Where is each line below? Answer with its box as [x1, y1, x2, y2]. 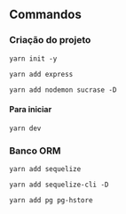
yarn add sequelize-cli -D [9, 180, 109, 190]
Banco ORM [9, 144, 61, 157]
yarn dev [9, 124, 42, 133]
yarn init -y [9, 53, 58, 63]
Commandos [9, 7, 82, 22]
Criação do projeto [9, 34, 91, 46]
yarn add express [9, 70, 74, 78]
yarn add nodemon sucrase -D [9, 85, 117, 95]
